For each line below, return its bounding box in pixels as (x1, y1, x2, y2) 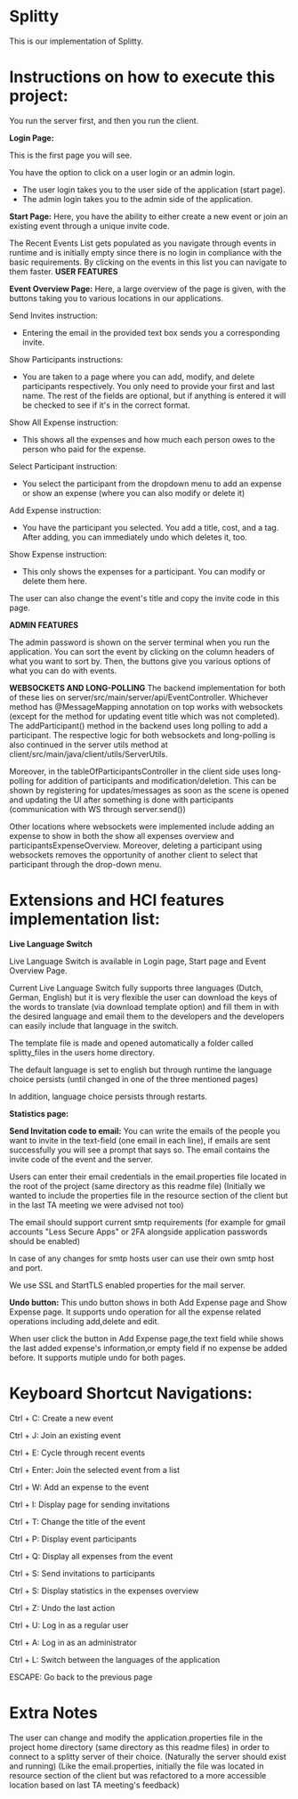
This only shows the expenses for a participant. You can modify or (21, 566, 266, 576)
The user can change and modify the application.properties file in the (9, 1732, 263, 1743)
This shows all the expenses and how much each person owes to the (21, 434, 276, 444)
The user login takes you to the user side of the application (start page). (21, 184, 286, 195)
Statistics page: (9, 1108, 69, 1119)
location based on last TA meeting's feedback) (9, 1779, 181, 1790)
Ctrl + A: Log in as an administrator (9, 1637, 138, 1648)
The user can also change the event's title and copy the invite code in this (9, 592, 280, 603)
